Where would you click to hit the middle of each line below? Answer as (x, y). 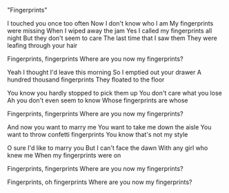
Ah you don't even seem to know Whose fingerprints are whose (98, 100)
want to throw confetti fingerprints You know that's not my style (98, 135)
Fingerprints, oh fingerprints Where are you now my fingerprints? (100, 182)
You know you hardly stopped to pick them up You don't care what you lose (114, 93)
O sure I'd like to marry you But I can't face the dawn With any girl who (108, 148)
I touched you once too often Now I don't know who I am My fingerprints (110, 23)
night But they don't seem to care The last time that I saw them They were (112, 38)
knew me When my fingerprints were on (64, 155)
